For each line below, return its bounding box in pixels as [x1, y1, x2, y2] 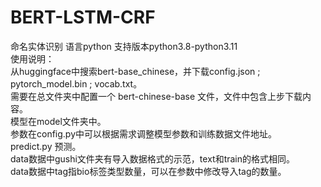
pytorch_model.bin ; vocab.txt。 [10, 77, 143, 90]
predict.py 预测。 [10, 140, 82, 152]
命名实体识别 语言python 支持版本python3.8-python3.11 [10, 40, 238, 52]
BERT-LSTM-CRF [10, 6, 156, 29]
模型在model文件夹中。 [10, 115, 107, 127]
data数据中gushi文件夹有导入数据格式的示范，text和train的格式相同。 [10, 152, 296, 165]
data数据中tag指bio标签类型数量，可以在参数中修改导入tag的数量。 [10, 165, 287, 177]
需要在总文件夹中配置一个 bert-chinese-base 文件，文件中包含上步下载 [10, 90, 303, 102]
